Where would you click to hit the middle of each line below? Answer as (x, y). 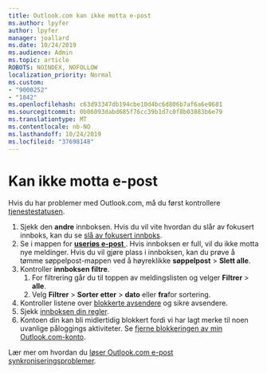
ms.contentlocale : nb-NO (49, 127)
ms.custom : (26, 82)
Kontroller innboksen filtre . (65, 269)
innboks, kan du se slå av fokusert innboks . (91, 235)
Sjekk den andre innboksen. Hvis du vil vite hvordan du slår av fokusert (137, 227)
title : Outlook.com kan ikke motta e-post (80, 16)
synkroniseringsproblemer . (52, 361)
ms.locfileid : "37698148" (51, 141)
